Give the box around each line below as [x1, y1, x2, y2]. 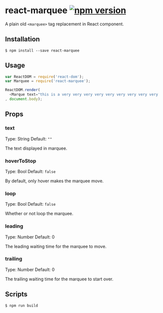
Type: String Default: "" [5, 136, 52, 141]
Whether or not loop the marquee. [5, 211, 74, 216]
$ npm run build [5, 303, 38, 308]
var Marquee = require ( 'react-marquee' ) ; [5, 78, 91, 84]
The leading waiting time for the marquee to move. [5, 243, 107, 249]
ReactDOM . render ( [5, 88, 41, 93]
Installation [5, 35, 40, 43]
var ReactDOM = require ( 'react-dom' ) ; [5, 74, 84, 79]
